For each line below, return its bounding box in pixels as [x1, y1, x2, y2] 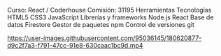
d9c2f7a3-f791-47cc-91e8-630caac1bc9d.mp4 [7, 41, 143, 49]
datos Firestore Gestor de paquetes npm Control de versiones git [7, 21, 194, 28]
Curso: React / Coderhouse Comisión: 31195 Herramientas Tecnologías [7, 6, 212, 14]
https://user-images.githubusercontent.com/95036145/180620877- [7, 34, 202, 42]
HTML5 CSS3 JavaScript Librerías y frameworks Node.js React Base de [7, 13, 214, 21]
